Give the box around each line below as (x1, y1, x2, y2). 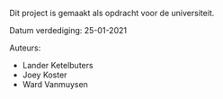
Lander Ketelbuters (22, 60, 94, 70)
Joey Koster (22, 69, 67, 80)
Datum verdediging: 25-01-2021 (9, 25, 128, 35)
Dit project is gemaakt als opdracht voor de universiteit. (9, 8, 215, 18)
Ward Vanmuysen (22, 79, 88, 89)
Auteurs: (9, 42, 41, 53)
